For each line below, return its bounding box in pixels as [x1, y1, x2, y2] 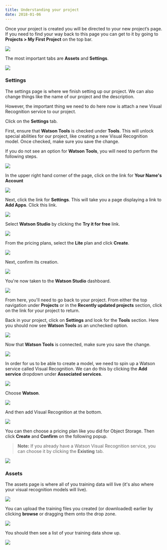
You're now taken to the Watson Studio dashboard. [5, 277, 111, 284]
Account [5, 177, 23, 183]
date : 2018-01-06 [5, 12, 41, 17]
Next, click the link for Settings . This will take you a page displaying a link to [5, 196, 162, 202]
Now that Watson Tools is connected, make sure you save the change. [5, 341, 151, 347]
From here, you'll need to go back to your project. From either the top [5, 297, 148, 303]
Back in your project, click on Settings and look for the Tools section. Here [5, 317, 159, 323]
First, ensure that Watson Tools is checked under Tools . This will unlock [5, 128, 154, 134]
